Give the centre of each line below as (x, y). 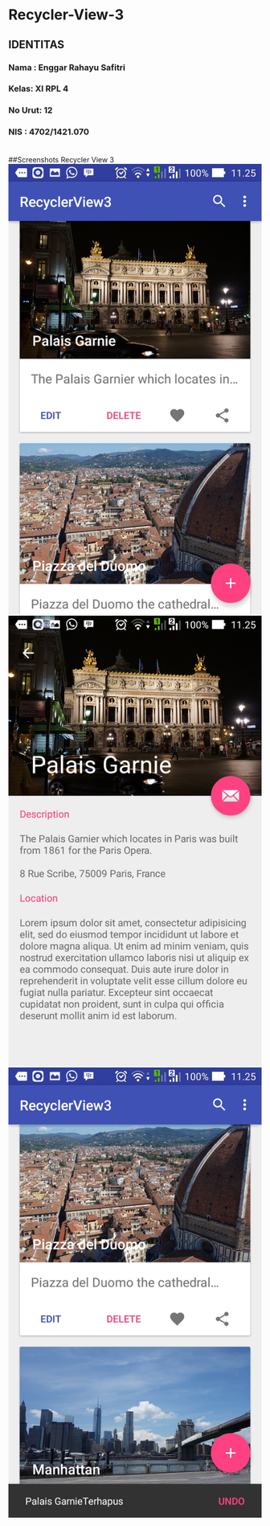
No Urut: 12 (31, 110)
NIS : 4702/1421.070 (49, 132)
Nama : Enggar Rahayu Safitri (67, 68)
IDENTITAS (36, 45)
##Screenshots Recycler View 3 (61, 159)
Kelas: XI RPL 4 (39, 88)
